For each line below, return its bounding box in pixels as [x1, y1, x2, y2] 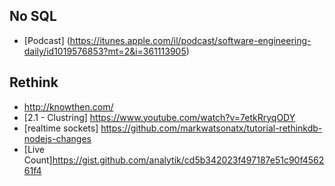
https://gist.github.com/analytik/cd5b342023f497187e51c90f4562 [52, 154, 325, 166]
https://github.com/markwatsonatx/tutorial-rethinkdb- [100, 122, 323, 134]
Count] [23, 154, 53, 166]
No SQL [9, 8, 57, 25]
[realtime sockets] [23, 122, 99, 134]
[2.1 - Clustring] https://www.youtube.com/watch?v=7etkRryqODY [23, 111, 296, 123]
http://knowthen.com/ [23, 100, 114, 113]
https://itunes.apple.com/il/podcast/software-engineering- [69, 34, 312, 46]
